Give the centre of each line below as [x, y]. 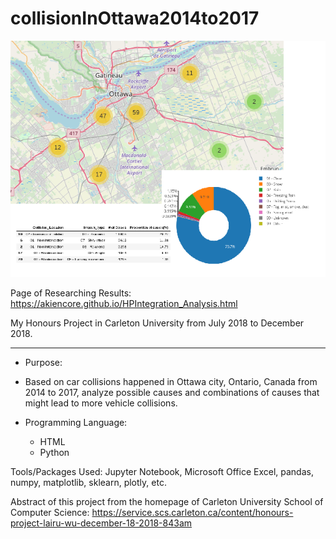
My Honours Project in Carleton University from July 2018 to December [157, 323]
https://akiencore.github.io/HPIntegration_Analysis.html [124, 303]
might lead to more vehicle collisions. [101, 403]
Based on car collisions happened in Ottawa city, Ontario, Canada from [171, 381]
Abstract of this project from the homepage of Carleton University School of [167, 501]
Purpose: [43, 362]
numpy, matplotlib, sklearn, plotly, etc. [88, 482]
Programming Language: [76, 422]
